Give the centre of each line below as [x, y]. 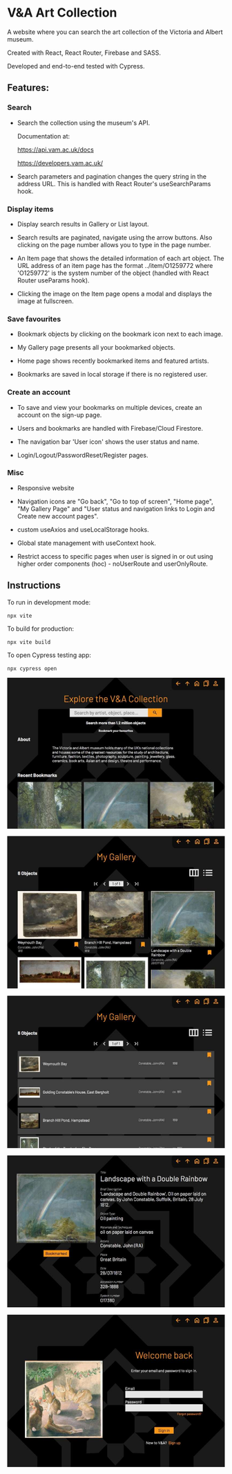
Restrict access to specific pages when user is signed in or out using [115, 556]
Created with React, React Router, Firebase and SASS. [84, 53]
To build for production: [41, 629]
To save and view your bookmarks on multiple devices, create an [109, 407]
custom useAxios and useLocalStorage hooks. [83, 529]
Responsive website [46, 488]
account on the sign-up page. [59, 415]
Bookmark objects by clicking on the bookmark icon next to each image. [120, 334]
